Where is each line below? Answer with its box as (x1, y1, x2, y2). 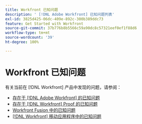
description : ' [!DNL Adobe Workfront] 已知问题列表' (5, 12, 115, 17)
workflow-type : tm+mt (5, 30, 50, 35)
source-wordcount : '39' (5, 35, 55, 40)
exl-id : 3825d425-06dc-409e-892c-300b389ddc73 (5, 16, 104, 21)
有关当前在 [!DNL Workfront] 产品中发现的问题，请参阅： (5, 84, 122, 90)
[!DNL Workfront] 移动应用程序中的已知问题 (12, 113, 102, 119)
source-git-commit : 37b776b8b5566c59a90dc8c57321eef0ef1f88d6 (5, 26, 137, 31)
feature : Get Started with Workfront (5, 21, 84, 26)
